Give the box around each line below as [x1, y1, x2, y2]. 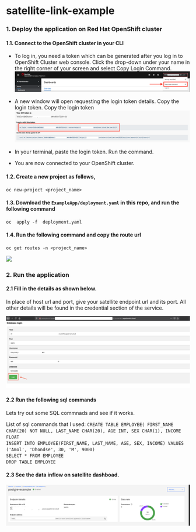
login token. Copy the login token [14, 104, 94, 111]
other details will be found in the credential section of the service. [6, 304, 164, 311]
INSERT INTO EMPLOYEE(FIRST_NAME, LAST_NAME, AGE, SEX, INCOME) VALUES [6, 440, 184, 446]
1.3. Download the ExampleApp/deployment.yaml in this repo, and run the [6, 199, 180, 206]
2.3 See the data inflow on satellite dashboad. [6, 471, 120, 478]
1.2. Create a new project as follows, [6, 173, 96, 180]
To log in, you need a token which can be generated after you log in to [14, 53, 183, 60]
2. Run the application [6, 270, 69, 279]
